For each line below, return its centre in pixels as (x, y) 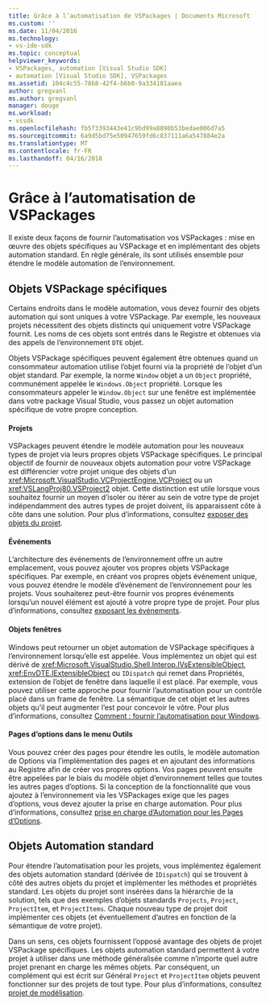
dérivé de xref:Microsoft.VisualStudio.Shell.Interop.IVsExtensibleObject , (127, 664)
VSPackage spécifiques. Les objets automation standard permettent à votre (134, 949)
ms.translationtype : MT (48, 143)
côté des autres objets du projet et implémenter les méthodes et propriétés (133, 882)
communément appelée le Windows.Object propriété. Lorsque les (116, 384)
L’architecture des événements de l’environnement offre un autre (116, 559)
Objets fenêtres (35, 629)
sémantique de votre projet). (56, 925)
